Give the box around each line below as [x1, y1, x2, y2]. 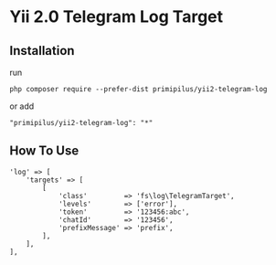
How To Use [9, 143, 80, 159]
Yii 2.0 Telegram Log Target [9, 6, 224, 27]
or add [9, 101, 35, 111]
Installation [9, 43, 75, 58]
